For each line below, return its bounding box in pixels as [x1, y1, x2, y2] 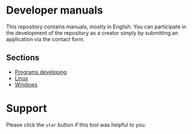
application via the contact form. [6, 35, 85, 43]
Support [6, 102, 47, 115]
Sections [6, 53, 39, 63]
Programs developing [14, 68, 67, 76]
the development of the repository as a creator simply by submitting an [6, 29, 178, 36]
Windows [14, 81, 38, 88]
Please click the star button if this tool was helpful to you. [6, 121, 146, 128]
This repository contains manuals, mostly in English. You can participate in [6, 23, 187, 30]
